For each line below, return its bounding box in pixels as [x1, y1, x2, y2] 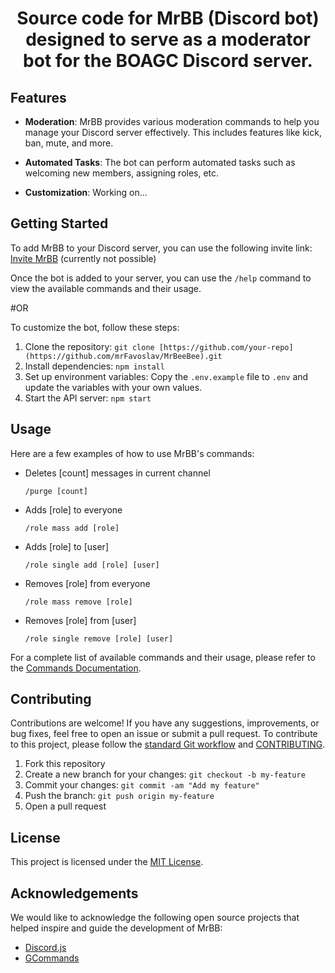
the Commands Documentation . [10, 662, 142, 674]
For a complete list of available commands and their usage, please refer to [10, 651, 316, 663]
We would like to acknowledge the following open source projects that [10, 912, 300, 924]
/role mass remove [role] [24, 597, 133, 607]
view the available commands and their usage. [10, 282, 202, 294]
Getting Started [10, 215, 109, 232]
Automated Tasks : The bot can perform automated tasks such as [24, 157, 296, 168]
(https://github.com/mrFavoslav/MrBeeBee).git [24, 351, 223, 361]
